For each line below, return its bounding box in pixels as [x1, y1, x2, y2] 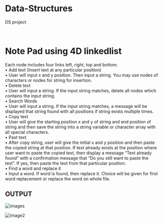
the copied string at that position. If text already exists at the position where [5, 144, 157, 150]
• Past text [5, 134, 27, 140]
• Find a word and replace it [5, 165, 61, 171]
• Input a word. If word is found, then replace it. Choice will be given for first [5, 170, 158, 176]
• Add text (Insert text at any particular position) [5, 67, 102, 73]
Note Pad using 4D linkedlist [5, 46, 122, 57]
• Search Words [5, 98, 38, 104]
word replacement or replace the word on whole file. [5, 176, 111, 182]
